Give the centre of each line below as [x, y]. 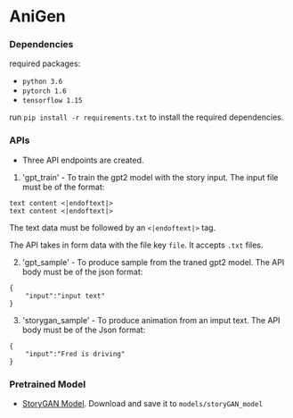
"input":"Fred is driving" [75, 354]
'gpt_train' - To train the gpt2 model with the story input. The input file [150, 177]
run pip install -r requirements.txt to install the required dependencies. [146, 117]
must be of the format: [63, 187]
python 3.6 [42, 82]
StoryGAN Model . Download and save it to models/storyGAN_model [142, 404]
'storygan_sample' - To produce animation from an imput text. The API [151, 320]
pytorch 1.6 [44, 91]
